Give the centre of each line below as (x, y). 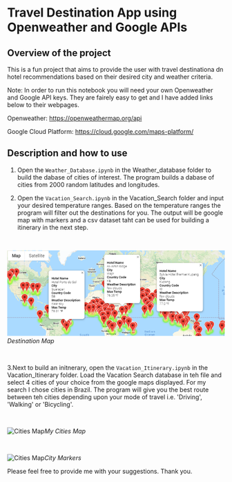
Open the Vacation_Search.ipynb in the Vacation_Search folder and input (120, 197)
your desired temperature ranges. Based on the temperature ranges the (119, 205)
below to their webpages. (43, 105)
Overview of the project (59, 53)
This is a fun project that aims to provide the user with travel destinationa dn (115, 69)
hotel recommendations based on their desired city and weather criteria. (110, 77)
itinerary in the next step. (52, 227)
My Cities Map (65, 431)
